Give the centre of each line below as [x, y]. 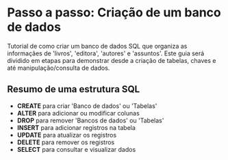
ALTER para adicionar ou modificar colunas [78, 113]
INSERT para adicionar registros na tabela [76, 127]
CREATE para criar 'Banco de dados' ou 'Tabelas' [87, 106]
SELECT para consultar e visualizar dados [76, 149]
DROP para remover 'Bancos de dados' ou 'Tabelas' [90, 120]
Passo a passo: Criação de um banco [114, 13]
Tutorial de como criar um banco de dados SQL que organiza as [97, 46]
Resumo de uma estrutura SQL [74, 89]
